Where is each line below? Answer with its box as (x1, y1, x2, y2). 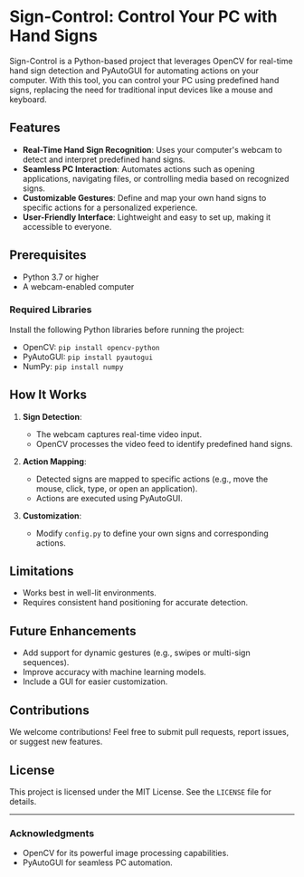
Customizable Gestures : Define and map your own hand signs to (22, 192, 267, 203)
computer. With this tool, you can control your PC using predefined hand (9, 74, 280, 85)
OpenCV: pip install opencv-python (22, 341, 160, 352)
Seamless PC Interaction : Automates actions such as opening (22, 163, 255, 174)
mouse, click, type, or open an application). (35, 482, 198, 494)
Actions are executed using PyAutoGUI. (35, 492, 184, 503)
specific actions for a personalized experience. (22, 202, 198, 213)
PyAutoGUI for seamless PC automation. (22, 857, 174, 868)
